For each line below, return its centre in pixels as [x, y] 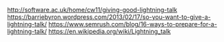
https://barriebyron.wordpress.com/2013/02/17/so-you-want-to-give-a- [109, 17]
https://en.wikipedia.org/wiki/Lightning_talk [109, 31]
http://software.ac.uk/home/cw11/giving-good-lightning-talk [92, 10]
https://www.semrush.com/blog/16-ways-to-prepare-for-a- [132, 24]
